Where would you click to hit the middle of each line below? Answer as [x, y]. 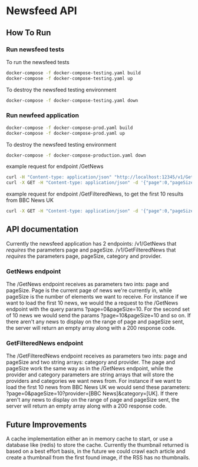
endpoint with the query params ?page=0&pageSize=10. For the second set [98, 309]
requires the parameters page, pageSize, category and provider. [84, 256]
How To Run [29, 33]
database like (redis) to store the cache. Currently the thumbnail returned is [98, 445]
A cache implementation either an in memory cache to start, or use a [89, 439]
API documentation [42, 229]
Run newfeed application [43, 115]
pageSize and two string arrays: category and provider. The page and [91, 362]
